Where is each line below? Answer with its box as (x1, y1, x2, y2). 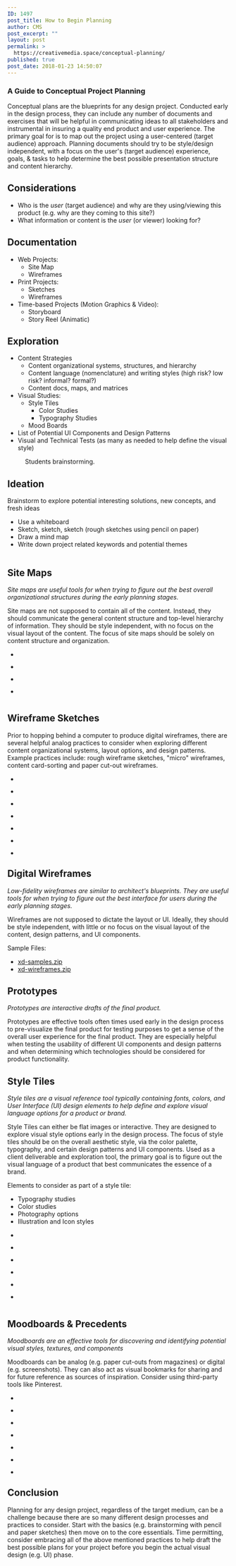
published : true (7, 56, 55, 63)
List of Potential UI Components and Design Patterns (17, 429, 170, 437)
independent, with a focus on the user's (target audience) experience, (7, 147, 211, 155)
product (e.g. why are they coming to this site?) (17, 209, 155, 217)
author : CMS (7, 23, 42, 30)
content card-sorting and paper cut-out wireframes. (7, 761, 159, 769)
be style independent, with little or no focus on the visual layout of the (7, 922, 210, 931)
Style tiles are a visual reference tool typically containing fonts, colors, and (7, 1094, 225, 1102)
